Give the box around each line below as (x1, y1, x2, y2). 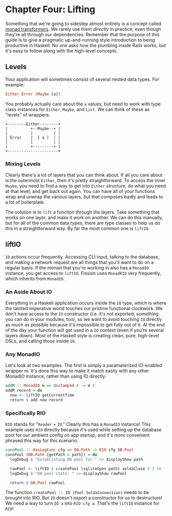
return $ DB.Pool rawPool (10, 480, 66, 485)
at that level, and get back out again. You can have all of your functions (5, 188, 155, 194)
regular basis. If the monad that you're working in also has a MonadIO (5, 265, 149, 271)
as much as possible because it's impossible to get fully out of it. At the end (5, 321, 165, 328)
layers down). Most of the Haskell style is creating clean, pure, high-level (5, 333, 159, 339)
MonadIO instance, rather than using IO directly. (5, 373, 106, 379)
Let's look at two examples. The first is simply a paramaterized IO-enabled (5, 362, 162, 369)
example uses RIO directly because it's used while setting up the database (5, 426, 162, 433)
